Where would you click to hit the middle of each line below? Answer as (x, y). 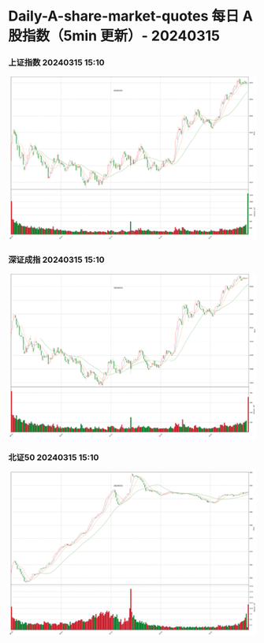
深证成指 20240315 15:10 (56, 260)
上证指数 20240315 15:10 (56, 62)
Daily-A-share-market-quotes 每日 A (131, 16)
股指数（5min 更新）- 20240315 (114, 36)
